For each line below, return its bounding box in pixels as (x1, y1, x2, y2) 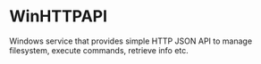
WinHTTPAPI (9, 6, 108, 27)
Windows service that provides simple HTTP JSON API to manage (9, 36, 253, 46)
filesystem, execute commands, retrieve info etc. (9, 44, 189, 55)
